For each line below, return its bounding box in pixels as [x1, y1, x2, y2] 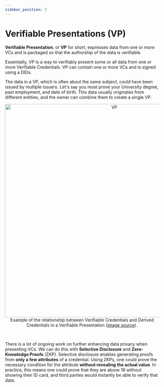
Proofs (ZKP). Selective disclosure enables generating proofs [29, 351, 153, 357]
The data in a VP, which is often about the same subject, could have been [5, 78, 153, 84]
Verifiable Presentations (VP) [5, 28, 126, 39]
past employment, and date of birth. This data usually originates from [5, 89, 144, 95]
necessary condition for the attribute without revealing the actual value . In [5, 362, 156, 368]
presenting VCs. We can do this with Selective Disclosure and [5, 346, 131, 352]
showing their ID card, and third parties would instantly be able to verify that [5, 372, 158, 378]
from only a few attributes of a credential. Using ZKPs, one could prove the [5, 356, 157, 362]
